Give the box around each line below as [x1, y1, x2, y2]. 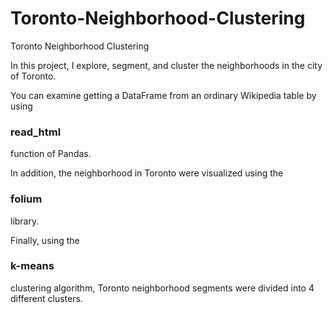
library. [10, 215, 40, 227]
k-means [10, 259, 55, 273]
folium [10, 192, 43, 206]
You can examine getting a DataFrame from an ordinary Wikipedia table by [10, 89, 317, 101]
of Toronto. [10, 70, 57, 82]
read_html [10, 125, 62, 139]
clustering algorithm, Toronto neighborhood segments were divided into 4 [10, 282, 315, 294]
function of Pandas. [10, 148, 92, 160]
